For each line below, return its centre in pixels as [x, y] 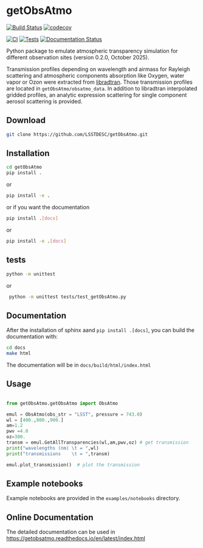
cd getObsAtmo [24, 167]
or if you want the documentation [48, 208]
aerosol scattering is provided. [44, 101]
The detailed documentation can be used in [61, 532]
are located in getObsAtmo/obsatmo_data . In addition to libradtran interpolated [102, 88]
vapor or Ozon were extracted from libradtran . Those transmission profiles [99, 82]
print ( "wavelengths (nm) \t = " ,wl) [53, 448]
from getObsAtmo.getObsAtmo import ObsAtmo [62, 403]
